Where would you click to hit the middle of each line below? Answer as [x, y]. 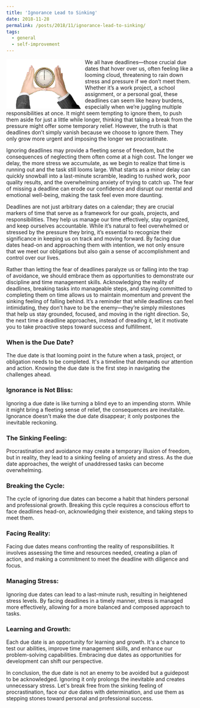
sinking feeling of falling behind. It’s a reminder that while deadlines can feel [100, 301]
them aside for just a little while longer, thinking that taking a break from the [99, 120]
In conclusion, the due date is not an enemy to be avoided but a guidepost [98, 673]
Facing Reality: [28, 533]
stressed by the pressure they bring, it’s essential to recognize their [89, 232]
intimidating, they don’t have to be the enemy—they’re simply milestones [96, 307]
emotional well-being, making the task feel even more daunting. [85, 195]
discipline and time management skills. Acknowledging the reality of [90, 282]
